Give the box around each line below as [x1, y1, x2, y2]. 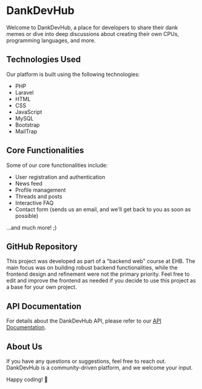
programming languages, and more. [6, 37, 96, 44]
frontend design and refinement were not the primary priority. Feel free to [6, 270, 190, 278]
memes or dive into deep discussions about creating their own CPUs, [6, 30, 180, 37]
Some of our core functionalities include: [6, 161, 108, 169]
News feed [15, 180, 42, 187]
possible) [15, 212, 39, 219]
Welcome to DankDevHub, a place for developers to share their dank [6, 24, 178, 31]
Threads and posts [15, 192, 62, 200]
